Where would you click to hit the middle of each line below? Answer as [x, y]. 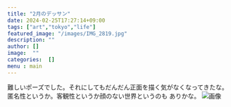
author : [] [23, 46]
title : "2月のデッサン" [39, 14]
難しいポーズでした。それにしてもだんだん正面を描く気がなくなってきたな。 [118, 87]
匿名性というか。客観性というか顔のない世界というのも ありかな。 [104, 96]
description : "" [31, 40]
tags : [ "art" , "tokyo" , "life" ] [52, 27]
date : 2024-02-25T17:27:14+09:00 [56, 20]
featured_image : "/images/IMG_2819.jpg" [68, 33]
